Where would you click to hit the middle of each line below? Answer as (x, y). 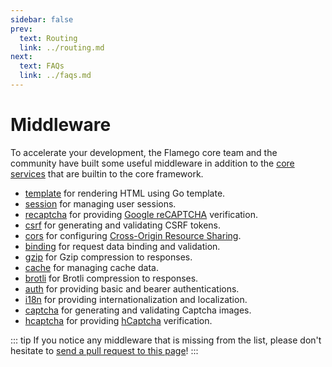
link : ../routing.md (62, 47)
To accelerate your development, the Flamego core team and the (144, 152)
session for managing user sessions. (100, 203)
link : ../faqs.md (55, 76)
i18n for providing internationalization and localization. (136, 299)
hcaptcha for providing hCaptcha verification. (118, 320)
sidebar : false (42, 19)
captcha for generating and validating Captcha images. (138, 310)
